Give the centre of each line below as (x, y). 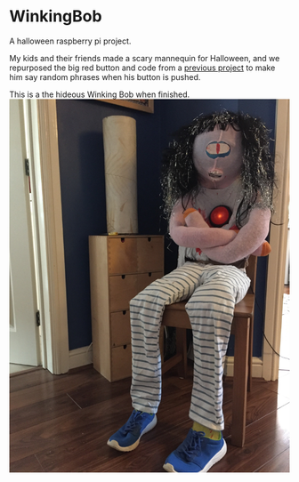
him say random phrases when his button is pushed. (105, 76)
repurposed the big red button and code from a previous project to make (142, 68)
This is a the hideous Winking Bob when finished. (100, 94)
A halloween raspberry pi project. (70, 41)
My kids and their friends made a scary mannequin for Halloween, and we (145, 58)
